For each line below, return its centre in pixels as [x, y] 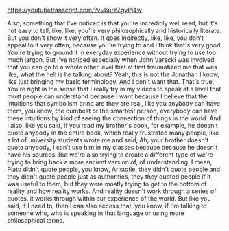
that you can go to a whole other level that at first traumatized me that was [112, 67]
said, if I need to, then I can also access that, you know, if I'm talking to [107, 206]
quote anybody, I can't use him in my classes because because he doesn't [112, 147]
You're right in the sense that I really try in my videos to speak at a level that [114, 89]
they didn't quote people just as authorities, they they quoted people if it [109, 177]
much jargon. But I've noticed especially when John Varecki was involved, [112, 60]
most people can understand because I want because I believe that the [107, 96]
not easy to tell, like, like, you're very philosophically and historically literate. [114, 31]
